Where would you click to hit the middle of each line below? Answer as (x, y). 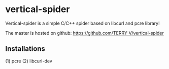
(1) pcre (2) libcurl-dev (29, 61)
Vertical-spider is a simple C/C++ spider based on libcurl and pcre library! (82, 23)
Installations (25, 49)
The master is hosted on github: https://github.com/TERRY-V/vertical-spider (84, 33)
